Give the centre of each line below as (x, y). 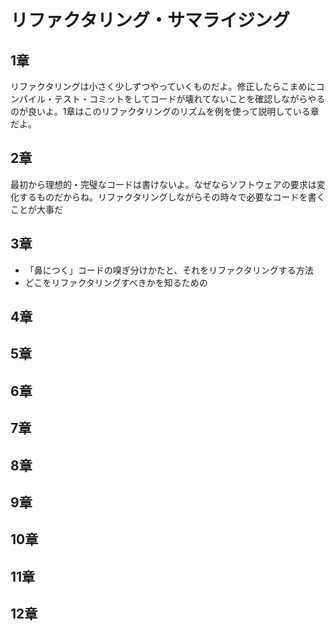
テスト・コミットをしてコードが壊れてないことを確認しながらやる (189, 99)
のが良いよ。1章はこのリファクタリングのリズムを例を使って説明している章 (165, 111)
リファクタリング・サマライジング (150, 20)
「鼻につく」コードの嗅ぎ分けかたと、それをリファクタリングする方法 (169, 270)
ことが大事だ (36, 209)
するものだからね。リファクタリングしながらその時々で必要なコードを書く (172, 197)
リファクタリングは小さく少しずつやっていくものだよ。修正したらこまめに (163, 86)
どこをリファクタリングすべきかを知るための (116, 282)
